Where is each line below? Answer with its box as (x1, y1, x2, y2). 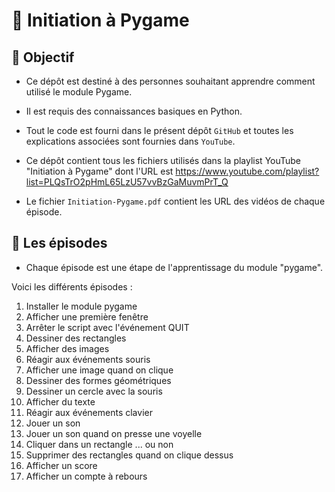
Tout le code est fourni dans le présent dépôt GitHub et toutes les (25, 125, 294, 136)
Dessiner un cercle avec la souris (25, 385, 163, 397)
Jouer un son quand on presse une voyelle (25, 427, 203, 439)
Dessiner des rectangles (25, 332, 127, 344)
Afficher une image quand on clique (25, 364, 174, 376)
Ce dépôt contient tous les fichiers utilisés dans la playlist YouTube (25, 155, 302, 166)
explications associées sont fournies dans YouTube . (25, 135, 236, 147)
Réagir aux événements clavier (25, 406, 153, 418)
